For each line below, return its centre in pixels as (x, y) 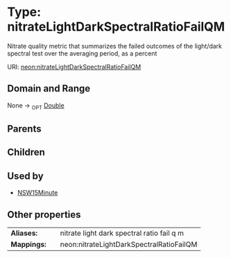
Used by (25, 176)
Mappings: (29, 244)
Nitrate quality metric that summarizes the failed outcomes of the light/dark (115, 46)
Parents (24, 129)
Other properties (44, 215)
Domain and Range (49, 88)
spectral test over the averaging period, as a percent (82, 53)
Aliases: (24, 233)
